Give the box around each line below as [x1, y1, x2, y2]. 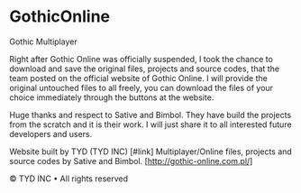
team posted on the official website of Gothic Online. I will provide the [9, 72, 268, 83]
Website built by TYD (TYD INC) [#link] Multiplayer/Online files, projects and [9, 146, 293, 157]
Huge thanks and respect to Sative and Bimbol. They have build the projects [9, 109, 292, 120]
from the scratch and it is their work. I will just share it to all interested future [9, 119, 292, 130]
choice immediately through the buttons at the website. [9, 92, 214, 103]
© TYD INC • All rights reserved [9, 173, 129, 184]
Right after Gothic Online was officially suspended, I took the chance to [9, 53, 273, 64]
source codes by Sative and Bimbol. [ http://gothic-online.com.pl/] [9, 155, 253, 166]
